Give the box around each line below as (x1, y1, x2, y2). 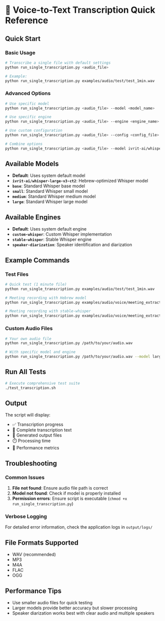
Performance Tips (5, 587, 62, 595)
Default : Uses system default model (12, 173, 85, 178)
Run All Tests (5, 368, 46, 376)
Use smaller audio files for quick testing (12, 600, 93, 606)
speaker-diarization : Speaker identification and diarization (12, 242, 133, 248)
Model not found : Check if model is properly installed (12, 490, 121, 496)
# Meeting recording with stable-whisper (5, 309, 91, 314)
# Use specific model (5, 101, 50, 106)
